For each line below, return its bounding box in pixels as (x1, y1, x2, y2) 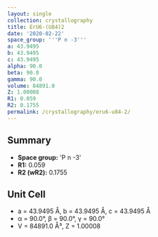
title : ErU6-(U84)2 (7, 23, 65, 30)
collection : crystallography (7, 17, 93, 24)
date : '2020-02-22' (7, 30, 65, 37)
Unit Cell (7, 188, 46, 200)
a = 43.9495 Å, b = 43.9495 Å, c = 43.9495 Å (17, 207, 151, 215)
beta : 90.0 (7, 69, 39, 76)
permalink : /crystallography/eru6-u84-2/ (7, 108, 131, 115)
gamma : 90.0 (7, 75, 42, 83)
